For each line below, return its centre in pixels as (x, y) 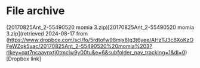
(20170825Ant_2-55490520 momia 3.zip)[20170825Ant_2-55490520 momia (100, 27)
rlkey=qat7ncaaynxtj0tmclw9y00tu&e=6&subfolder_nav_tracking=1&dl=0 (96, 52)
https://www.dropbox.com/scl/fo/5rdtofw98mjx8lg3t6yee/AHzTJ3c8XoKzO (101, 40)
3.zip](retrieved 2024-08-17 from (47, 33)
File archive (36, 11)
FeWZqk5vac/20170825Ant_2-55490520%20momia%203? (79, 46)
